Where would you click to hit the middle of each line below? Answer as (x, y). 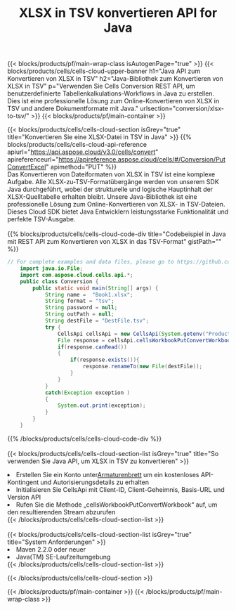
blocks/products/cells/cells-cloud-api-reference (77, 145)
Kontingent (23, 482)
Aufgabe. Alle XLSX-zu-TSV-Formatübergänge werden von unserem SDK (113, 182)
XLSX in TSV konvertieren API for (118, 13)
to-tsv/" (18, 116)
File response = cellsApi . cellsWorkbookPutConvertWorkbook (145, 340)
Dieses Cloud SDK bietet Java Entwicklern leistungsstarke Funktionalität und (118, 212)
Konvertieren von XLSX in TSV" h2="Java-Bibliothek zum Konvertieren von (115, 79)
